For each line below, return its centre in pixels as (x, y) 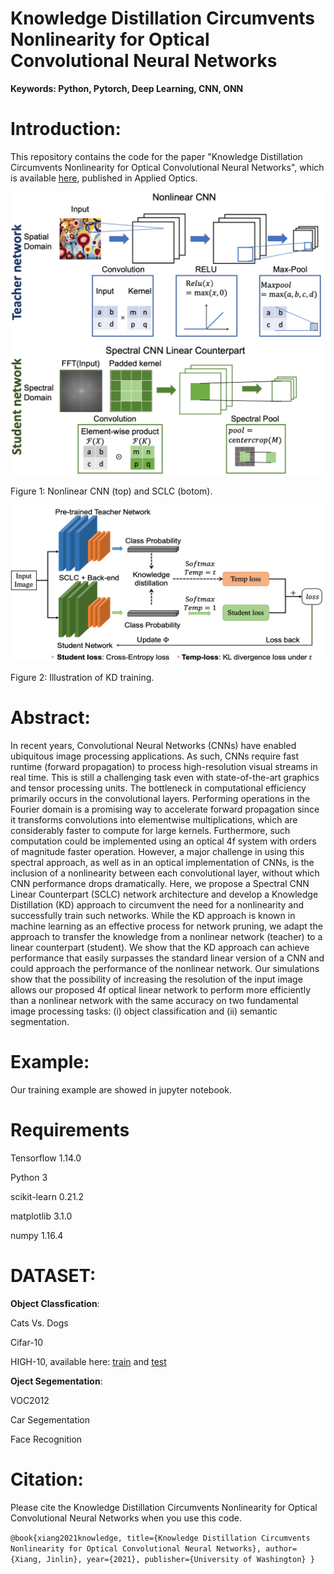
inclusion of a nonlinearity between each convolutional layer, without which (165, 873)
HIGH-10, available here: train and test (88, 1361)
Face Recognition (46, 1439)
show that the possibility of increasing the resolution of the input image (156, 979)
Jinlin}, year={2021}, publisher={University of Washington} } (180, 1559)
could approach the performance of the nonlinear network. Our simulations (165, 968)
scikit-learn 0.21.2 (47, 1196)
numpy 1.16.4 (37, 1235)
